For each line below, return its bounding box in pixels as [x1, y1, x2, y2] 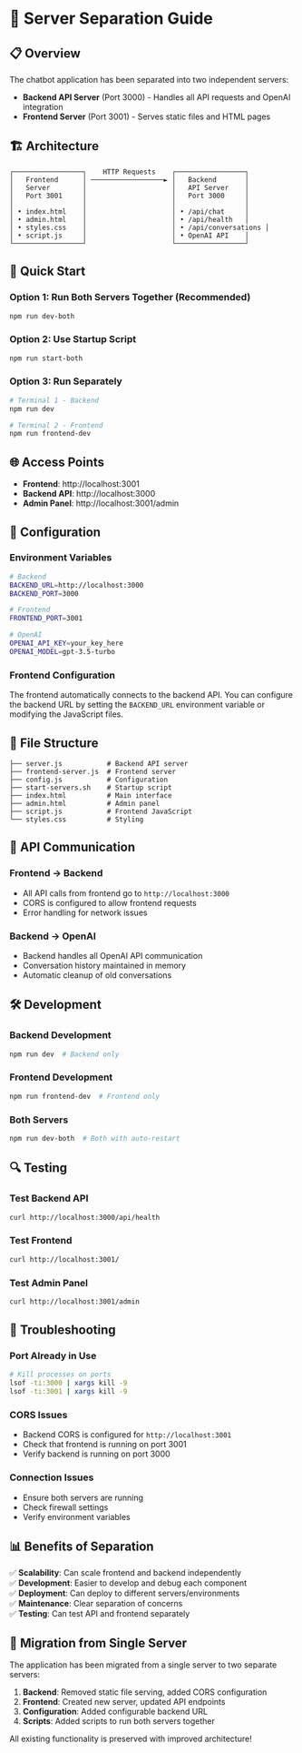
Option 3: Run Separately [9, 375, 122, 388]
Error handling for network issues [22, 907, 148, 918]
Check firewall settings [22, 1501, 109, 1513]
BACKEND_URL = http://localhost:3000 [9, 580, 144, 589]
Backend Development [9, 1029, 112, 1042]
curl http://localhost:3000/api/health [9, 1213, 161, 1222]
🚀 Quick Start [9, 264, 86, 279]
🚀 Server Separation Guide [9, 8, 213, 29]
